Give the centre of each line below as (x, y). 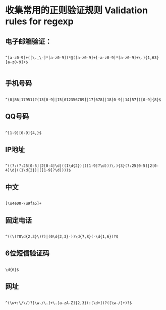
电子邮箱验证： (29, 41)
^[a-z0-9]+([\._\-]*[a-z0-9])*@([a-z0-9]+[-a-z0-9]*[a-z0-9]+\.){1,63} (82, 58)
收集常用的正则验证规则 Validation (76, 10)
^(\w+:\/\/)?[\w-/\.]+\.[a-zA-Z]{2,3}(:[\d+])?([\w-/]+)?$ (69, 303)
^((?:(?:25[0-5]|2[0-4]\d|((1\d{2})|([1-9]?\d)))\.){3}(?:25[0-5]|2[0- (82, 166)
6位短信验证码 (27, 253)
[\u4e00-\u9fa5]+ (23, 204)
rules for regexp (40, 21)
